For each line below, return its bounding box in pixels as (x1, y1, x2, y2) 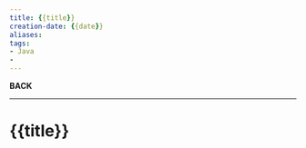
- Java (9, 47, 35, 56)
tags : (9, 38, 30, 48)
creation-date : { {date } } (9, 22, 104, 31)
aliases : (9, 30, 43, 39)
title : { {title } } (9, 13, 76, 23)
